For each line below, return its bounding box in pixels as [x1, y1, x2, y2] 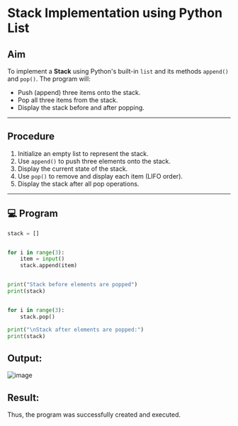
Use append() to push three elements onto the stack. [17, 157, 171, 165]
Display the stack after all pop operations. [17, 179, 140, 188]
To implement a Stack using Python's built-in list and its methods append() [7, 67, 229, 75]
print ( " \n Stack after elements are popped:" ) [7, 326, 144, 333]
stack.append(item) [20, 262, 78, 269]
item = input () [20, 255, 65, 263]
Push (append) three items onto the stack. [17, 89, 141, 96]
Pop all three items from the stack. [17, 96, 118, 104]
